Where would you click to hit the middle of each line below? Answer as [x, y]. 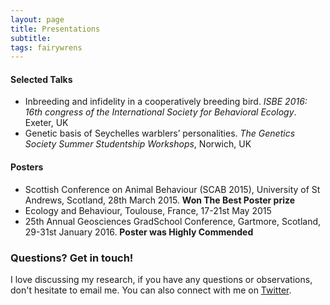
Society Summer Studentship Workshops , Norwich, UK [138, 144]
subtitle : [31, 38]
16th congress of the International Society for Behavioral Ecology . [160, 112]
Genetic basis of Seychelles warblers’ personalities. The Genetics [160, 133]
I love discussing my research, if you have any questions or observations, [161, 279]
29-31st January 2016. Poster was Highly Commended [139, 232]
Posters [27, 167]
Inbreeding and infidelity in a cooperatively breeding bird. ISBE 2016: [166, 102]
